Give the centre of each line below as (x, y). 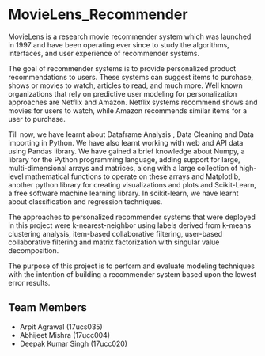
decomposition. (34, 250)
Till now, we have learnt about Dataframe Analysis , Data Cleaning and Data (131, 134)
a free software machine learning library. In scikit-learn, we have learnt (123, 193)
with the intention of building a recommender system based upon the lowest (132, 274)
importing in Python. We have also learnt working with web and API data (126, 142)
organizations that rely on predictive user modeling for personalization (123, 93)
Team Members (47, 307)
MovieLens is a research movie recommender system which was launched (130, 36)
